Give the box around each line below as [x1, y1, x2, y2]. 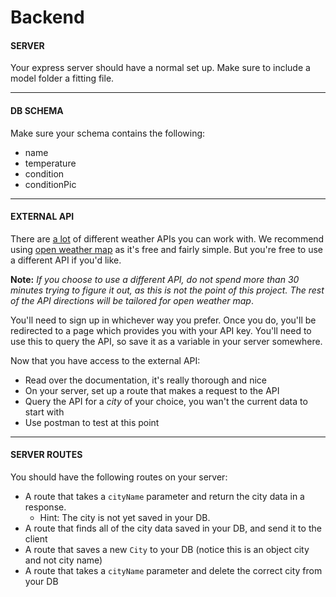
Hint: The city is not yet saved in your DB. [39, 512, 211, 523]
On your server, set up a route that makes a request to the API [24, 384, 280, 396]
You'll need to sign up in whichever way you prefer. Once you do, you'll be [10, 314, 317, 326]
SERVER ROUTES [10, 449, 83, 461]
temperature [24, 157, 77, 169]
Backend [10, 6, 85, 29]
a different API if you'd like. [10, 254, 122, 266]
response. [24, 501, 67, 513]
